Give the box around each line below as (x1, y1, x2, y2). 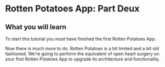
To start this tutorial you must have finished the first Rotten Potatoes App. (5, 36, 156, 42)
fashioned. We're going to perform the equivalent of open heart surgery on (5, 51, 159, 57)
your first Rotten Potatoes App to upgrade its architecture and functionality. (5, 56, 160, 62)
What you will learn (5, 23, 66, 31)
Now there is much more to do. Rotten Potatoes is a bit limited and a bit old (5, 46, 159, 51)
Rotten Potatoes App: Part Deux (5, 3, 140, 14)
